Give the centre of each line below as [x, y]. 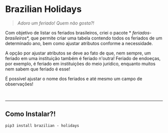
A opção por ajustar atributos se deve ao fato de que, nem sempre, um [78, 53]
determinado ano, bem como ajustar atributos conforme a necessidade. [79, 43]
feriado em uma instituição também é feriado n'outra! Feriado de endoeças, [83, 58]
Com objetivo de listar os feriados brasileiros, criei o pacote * [68, 32]
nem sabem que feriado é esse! [38, 69]
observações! [19, 84]
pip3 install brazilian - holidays [42, 125]
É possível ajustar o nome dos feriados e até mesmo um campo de [74, 78]
